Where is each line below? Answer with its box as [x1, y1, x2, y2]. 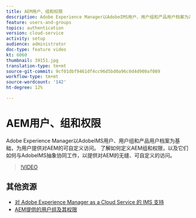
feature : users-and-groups [6, 19, 72, 25]
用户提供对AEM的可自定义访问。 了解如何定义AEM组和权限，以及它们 [21, 144, 188, 151]
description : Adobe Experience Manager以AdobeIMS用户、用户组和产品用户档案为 [6, 14, 189, 20]
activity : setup [6, 36, 45, 41]
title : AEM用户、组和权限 [6, 8, 63, 15]
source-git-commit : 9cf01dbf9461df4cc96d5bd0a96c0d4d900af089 [6, 68, 160, 74]
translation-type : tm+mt [6, 63, 66, 69]
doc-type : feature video [6, 47, 66, 53]
